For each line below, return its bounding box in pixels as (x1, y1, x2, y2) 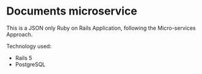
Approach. (6, 30, 33, 38)
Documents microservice (6, 4, 137, 18)
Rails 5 (15, 54, 32, 61)
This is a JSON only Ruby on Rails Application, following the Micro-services (6, 24, 197, 32)
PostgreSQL (15, 61, 46, 68)
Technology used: (6, 42, 52, 50)
